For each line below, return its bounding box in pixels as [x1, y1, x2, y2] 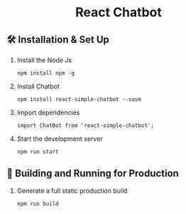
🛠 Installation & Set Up [6, 33, 109, 46]
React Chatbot [75, 4, 163, 21]
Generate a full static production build [16, 186, 128, 195]
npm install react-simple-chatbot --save [16, 96, 141, 103]
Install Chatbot [16, 82, 60, 90]
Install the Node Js [16, 56, 72, 64]
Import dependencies [16, 108, 80, 117]
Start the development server [16, 134, 104, 143]
